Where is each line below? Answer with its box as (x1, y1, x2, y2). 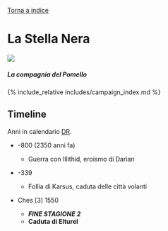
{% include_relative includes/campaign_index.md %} (7, 88, 161, 96)
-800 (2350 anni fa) (17, 141, 76, 150)
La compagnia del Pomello (7, 70, 87, 79)
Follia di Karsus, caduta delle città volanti (28, 182, 147, 191)
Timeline (7, 108, 47, 120)
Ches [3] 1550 (17, 196, 59, 204)
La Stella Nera (7, 31, 90, 47)
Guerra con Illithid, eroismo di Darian (28, 154, 136, 163)
